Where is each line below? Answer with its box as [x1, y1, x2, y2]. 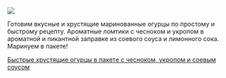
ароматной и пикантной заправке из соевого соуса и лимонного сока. [7, 35, 220, 42]
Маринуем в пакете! [7, 42, 68, 50]
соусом [7, 63, 30, 71]
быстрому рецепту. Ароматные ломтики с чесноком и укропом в [7, 27, 204, 36]
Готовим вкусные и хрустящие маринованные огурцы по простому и [7, 20, 215, 28]
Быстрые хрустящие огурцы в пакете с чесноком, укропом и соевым [7, 56, 216, 63]
